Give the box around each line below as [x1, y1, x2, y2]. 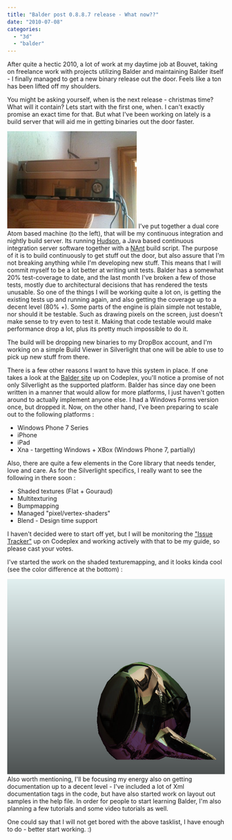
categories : [7, 26, 41, 32]
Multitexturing [17, 495, 57, 503]
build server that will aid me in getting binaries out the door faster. [7, 117, 195, 126]
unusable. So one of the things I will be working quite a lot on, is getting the [7, 288, 222, 296]
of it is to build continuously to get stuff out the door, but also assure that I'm [7, 251, 225, 260]
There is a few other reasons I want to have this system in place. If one [7, 366, 209, 374]
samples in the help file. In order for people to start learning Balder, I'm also [7, 796, 222, 805]
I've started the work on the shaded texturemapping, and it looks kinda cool [7, 558, 222, 566]
